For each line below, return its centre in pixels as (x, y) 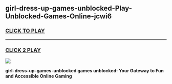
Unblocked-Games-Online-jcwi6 (59, 17)
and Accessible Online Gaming (39, 76)
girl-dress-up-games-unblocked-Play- (69, 8)
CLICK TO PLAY (25, 31)
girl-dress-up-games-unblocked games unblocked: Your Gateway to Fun (84, 70)
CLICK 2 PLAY (23, 50)
